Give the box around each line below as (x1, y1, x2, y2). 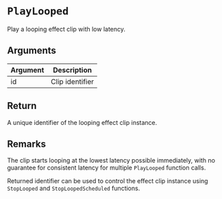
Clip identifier (51, 77, 95, 86)
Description (53, 65, 92, 75)
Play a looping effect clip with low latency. (7, 25, 125, 33)
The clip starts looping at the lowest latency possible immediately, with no (7, 156, 216, 165)
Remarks (7, 138, 47, 150)
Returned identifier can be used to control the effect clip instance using (7, 177, 208, 185)
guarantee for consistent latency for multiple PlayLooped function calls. (7, 163, 206, 172)
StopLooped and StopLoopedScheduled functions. (7, 184, 140, 193)
